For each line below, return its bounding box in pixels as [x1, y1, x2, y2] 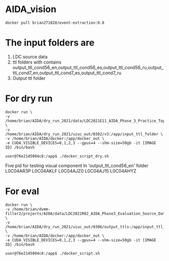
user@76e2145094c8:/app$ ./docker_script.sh [5, 251, 100, 256]
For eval [5, 186, 39, 197]
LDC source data [12, 54, 48, 60]
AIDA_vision [5, 4, 57, 15]
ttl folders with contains [12, 59, 62, 65]
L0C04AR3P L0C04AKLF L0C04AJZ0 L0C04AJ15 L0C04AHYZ [5, 168, 137, 174]
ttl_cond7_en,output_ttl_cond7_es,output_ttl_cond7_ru [12, 70, 122, 76]
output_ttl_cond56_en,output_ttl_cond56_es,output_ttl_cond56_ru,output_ [12, 64, 163, 70]
